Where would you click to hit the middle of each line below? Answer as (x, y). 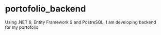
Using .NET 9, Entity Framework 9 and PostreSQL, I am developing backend (81, 22)
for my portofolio (22, 27)
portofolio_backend (46, 9)
